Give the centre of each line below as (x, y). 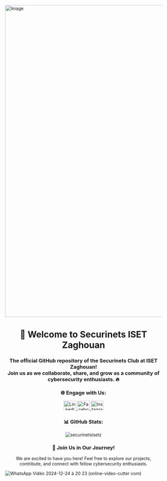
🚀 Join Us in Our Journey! (83, 448)
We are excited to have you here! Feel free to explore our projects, (83, 458)
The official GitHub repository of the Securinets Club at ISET (83, 361)
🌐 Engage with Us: (83, 393)
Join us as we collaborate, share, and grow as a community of (83, 373)
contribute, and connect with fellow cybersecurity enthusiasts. (83, 464)
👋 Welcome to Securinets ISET (83, 335)
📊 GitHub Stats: (83, 422)
